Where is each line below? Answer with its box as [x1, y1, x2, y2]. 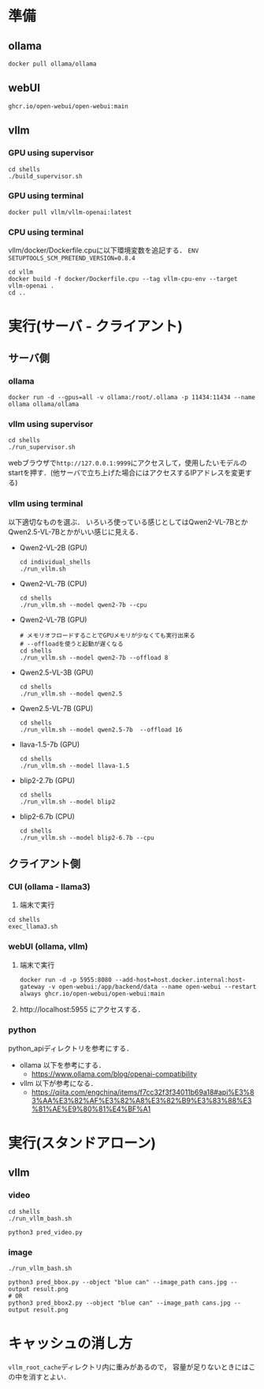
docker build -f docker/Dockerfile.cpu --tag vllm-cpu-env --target [8, 275, 238, 283]
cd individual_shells [19, 558, 91, 566]
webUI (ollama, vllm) [8, 941, 88, 952]
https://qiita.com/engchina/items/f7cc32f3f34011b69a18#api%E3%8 [31, 1087, 255, 1097]
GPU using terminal [8, 190, 84, 201]
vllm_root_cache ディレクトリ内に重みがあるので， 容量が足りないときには [8, 1362, 249, 1372]
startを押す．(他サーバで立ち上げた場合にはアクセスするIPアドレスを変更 [8, 468, 246, 477]
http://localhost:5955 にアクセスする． [19, 1004, 145, 1014]
